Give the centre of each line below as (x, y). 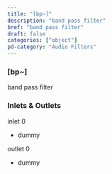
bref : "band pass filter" (45, 27)
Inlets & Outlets (34, 106)
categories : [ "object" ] (43, 40)
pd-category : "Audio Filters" (52, 47)
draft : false (27, 34)
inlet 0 (17, 121)
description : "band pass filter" (57, 21)
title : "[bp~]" (30, 14)
